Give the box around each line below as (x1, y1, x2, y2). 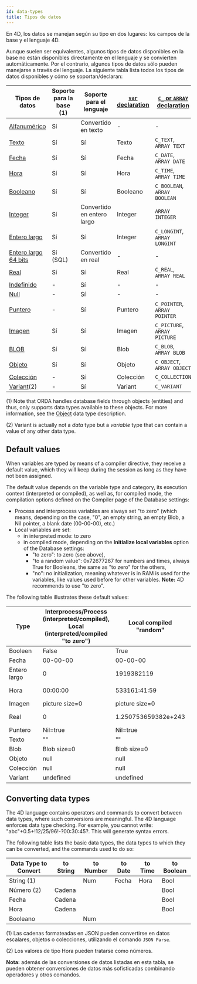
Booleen (9, 647, 32, 655)
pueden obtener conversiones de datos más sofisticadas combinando (6, 965, 175, 972)
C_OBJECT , (155, 357, 181, 365)
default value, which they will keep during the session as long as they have (6, 466, 187, 473)
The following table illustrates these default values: (6, 593, 129, 601)
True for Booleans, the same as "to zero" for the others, (32, 564, 167, 571)
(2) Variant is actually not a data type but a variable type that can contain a (6, 421, 188, 428)
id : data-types (6, 8, 43, 15)
